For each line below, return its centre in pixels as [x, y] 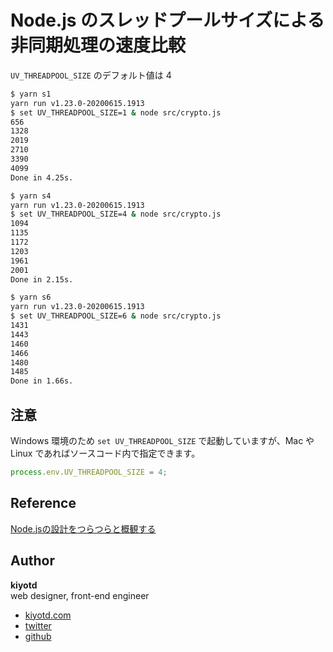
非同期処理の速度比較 [98, 45]
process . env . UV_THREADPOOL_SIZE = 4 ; [89, 472]
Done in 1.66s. [42, 381]
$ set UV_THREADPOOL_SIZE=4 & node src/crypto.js [116, 214]
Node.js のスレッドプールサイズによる [167, 20]
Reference [43, 503]
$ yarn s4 [31, 196]
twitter [38, 625]
